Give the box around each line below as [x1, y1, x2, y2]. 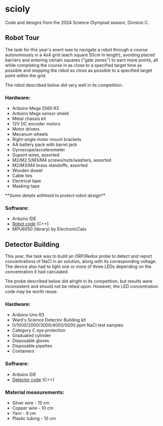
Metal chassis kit [12, 116, 46, 122]
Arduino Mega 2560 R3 [12, 105, 60, 111]
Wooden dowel [12, 167, 43, 174]
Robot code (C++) [12, 221, 49, 227]
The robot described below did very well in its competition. [5, 82, 123, 88]
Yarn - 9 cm [12, 410, 37, 416]
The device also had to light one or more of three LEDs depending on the [5, 264, 152, 269]
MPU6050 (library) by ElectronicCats [12, 226, 87, 232]
